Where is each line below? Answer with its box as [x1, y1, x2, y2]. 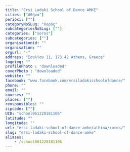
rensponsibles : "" [5, 102, 44, 107]
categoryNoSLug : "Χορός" [5, 21, 58, 27]
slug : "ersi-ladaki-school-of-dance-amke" [5, 130, 96, 135]
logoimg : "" [5, 59, 30, 64]
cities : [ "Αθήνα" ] [5, 12, 44, 17]
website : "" [5, 73, 30, 79]
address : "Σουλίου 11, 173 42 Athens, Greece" [5, 54, 105, 60]
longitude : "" [5, 120, 35, 126]
